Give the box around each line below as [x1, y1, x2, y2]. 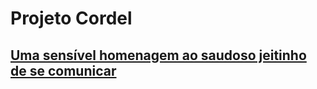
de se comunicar [10, 62, 117, 79]
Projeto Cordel [10, 7, 133, 30]
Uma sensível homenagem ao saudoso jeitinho [10, 47, 307, 64]
